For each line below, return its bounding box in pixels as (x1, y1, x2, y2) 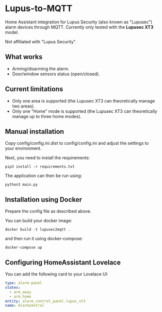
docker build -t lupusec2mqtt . (5, 227, 70, 232)
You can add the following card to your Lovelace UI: (5, 271, 109, 277)
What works (5, 53, 43, 61)
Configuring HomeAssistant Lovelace (5, 258, 121, 266)
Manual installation (5, 127, 65, 136)
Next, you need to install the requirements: (5, 155, 90, 161)
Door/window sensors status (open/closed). (12, 71, 100, 77)
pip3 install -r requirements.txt (5, 164, 75, 169)
